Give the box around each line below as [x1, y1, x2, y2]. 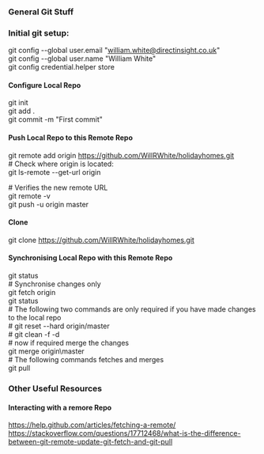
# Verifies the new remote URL [8, 183, 108, 192]
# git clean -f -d [8, 330, 60, 339]
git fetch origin [8, 288, 56, 297]
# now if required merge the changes [8, 339, 129, 348]
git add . [8, 106, 36, 116]
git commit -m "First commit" [8, 115, 103, 124]
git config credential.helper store [8, 62, 115, 72]
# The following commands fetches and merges [8, 355, 164, 365]
